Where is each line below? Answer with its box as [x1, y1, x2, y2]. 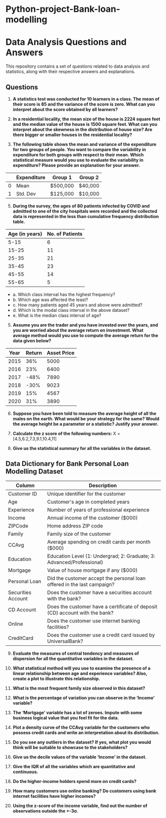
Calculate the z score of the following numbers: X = [12, 430, 120, 436]
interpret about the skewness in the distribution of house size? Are [12, 126, 152, 132]
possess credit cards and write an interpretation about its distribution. [12, 729, 160, 736]
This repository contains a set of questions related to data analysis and [5, 63, 150, 70]
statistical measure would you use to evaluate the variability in [12, 157, 144, 163]
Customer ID [8, 490, 37, 497]
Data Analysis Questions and [5, 37, 127, 48]
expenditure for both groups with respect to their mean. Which [12, 151, 144, 157]
